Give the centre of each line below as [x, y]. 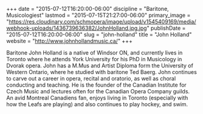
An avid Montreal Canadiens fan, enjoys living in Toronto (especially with [97, 98]
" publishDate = [166, 28]
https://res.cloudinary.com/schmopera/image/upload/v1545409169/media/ [102, 22]
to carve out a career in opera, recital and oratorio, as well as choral [91, 79]
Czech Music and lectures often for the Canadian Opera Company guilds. [98, 91]
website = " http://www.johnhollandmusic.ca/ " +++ [69, 41]
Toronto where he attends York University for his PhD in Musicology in [94, 59]
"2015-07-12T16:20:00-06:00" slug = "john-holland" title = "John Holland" [99, 35]
